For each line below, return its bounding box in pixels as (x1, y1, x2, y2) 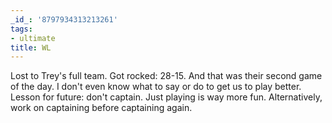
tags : (10, 24, 33, 34)
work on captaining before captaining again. (10, 102, 193, 114)
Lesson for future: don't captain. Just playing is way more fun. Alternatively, (10, 91, 323, 103)
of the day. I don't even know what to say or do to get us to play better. (10, 81, 302, 93)
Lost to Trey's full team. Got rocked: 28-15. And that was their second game (10, 70, 323, 82)
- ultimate (10, 33, 56, 43)
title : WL (10, 42, 52, 53)
